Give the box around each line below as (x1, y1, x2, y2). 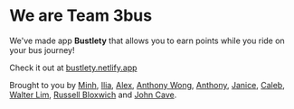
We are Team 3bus (9, 5, 152, 26)
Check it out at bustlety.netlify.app (9, 62, 138, 73)
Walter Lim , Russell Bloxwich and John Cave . (9, 89, 177, 100)
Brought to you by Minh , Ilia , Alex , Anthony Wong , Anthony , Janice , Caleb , (9, 79, 285, 90)
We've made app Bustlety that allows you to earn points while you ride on (9, 35, 285, 46)
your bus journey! (9, 44, 75, 55)
